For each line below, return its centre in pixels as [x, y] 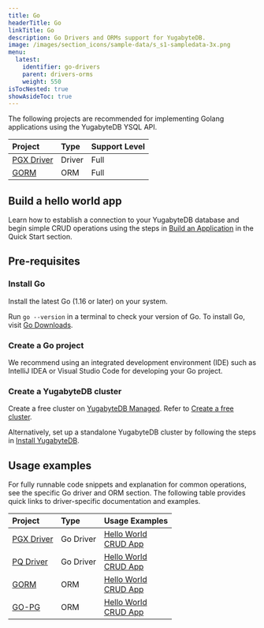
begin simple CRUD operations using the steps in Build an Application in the [131, 228]
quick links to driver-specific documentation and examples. [104, 502]
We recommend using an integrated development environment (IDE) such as [132, 363]
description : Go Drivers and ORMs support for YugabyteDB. [107, 38]
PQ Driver [30, 562]
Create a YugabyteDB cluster [65, 391]
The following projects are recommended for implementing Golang [116, 118]
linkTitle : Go [32, 30]
